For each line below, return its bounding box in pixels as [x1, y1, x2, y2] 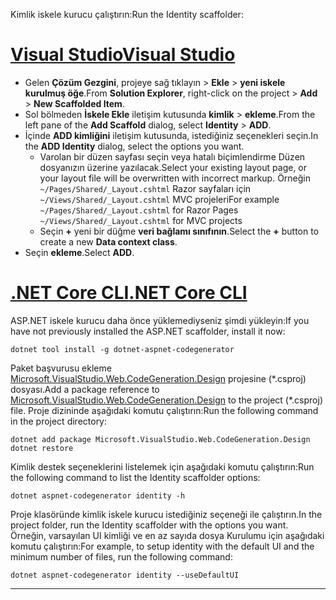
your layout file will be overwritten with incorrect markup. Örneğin [39, 172, 312, 184]
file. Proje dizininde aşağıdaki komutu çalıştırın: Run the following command [10, 404, 319, 416]
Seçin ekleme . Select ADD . [24, 246, 135, 258]
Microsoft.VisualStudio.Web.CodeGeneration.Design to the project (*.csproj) [10, 394, 323, 406]
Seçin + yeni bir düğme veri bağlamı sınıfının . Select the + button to [39, 225, 320, 237]
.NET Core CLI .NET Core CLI [10, 282, 248, 304]
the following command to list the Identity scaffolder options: [10, 471, 261, 483]
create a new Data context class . [39, 235, 178, 248]
